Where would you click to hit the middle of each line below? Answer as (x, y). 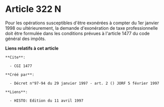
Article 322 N (33, 9)
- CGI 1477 (21, 66)
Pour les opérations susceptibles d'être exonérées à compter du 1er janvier (82, 23)
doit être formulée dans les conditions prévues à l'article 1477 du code (78, 33)
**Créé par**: (20, 75)
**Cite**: (15, 57)
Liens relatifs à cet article (32, 48)
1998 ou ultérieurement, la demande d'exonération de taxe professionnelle (82, 28)
